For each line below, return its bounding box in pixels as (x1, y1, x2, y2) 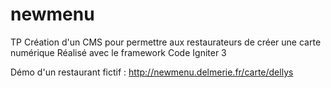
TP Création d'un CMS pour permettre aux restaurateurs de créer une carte (10, 36, 322, 48)
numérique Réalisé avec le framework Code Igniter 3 (10, 46, 227, 58)
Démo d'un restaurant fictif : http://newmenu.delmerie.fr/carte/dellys (10, 66, 294, 78)
